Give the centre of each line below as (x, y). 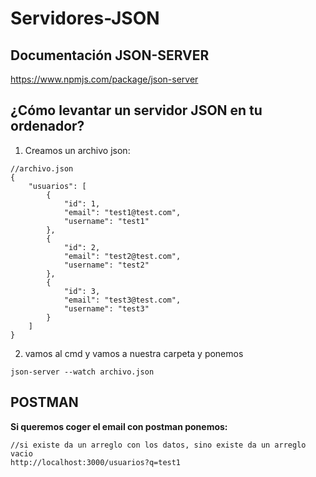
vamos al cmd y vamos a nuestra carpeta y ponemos (134, 353)
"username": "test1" (106, 221)
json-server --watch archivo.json (82, 372)
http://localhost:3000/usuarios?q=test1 (96, 462)
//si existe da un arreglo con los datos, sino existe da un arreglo (158, 445)
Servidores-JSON (85, 18)
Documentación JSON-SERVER (110, 55)
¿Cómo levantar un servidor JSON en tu (136, 110)
